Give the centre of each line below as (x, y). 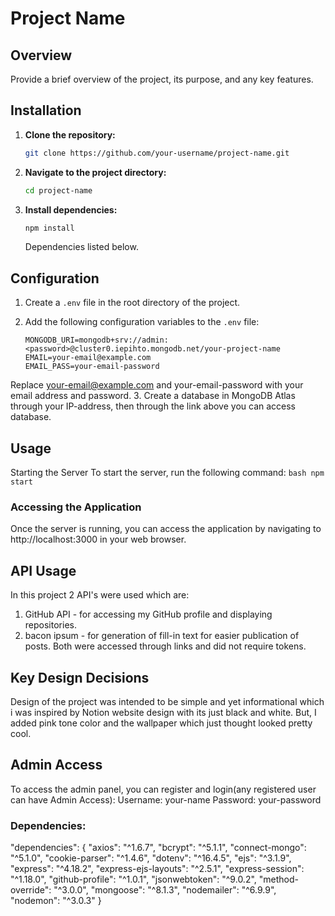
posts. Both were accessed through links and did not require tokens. (165, 646)
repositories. (50, 625)
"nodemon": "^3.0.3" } (56, 901)
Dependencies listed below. (81, 247)
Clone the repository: (70, 134)
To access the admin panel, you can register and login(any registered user (163, 789)
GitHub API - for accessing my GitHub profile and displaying (148, 614)
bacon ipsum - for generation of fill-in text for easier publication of (162, 636)
